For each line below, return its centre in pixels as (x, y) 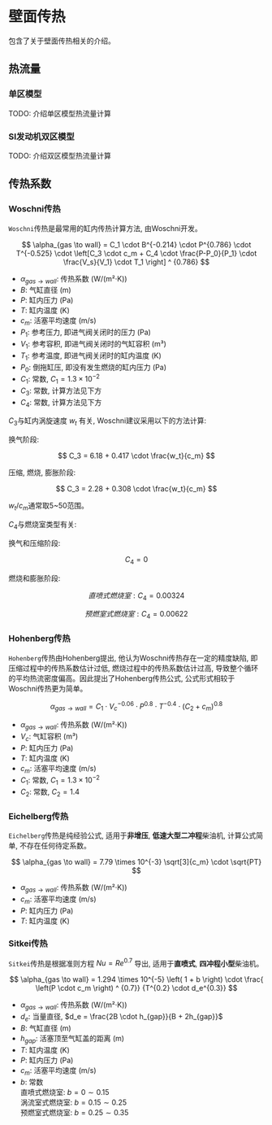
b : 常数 (32, 1082)
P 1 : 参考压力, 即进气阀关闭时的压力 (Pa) (86, 333)
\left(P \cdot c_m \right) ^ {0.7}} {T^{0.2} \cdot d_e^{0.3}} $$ (136, 988)
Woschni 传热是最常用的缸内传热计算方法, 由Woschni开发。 (105, 228)
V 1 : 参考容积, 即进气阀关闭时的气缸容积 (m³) (93, 345)
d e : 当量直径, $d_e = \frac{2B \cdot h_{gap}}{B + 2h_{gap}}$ (121, 1018)
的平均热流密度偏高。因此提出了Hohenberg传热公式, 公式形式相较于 (122, 678)
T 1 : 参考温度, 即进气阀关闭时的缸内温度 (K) (91, 356)
